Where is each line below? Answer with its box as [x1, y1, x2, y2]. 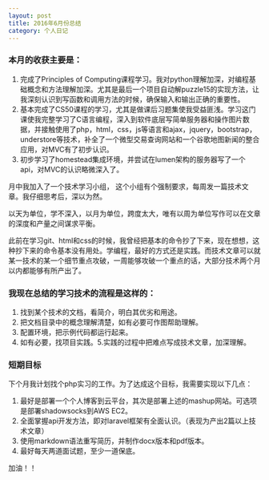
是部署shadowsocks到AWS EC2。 [19, 406, 133, 416]
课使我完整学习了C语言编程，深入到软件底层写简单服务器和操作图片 [19, 114, 243, 124]
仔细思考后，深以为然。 [29, 192, 106, 201]
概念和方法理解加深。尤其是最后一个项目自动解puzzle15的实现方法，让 [26, 84, 260, 94]
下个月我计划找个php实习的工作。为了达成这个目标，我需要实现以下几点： [8, 379, 253, 389]
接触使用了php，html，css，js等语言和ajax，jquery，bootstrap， [41, 124, 257, 134]
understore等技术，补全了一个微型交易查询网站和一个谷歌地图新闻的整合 [19, 134, 260, 144]
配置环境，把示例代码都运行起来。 [19, 327, 133, 337]
